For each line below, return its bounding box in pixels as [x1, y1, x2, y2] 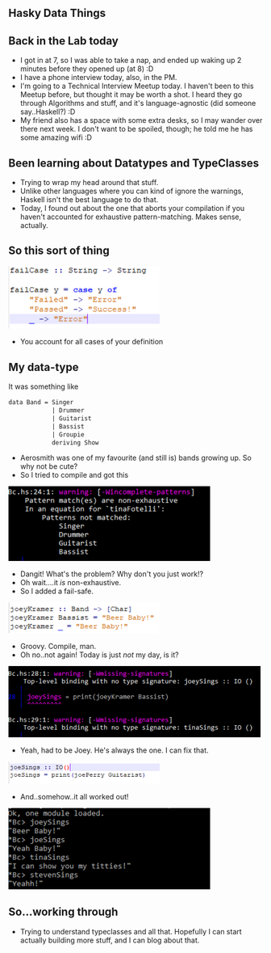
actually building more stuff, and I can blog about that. [19, 935, 200, 945]
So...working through [8, 905, 119, 919]
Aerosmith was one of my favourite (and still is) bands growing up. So [19, 453, 252, 463]
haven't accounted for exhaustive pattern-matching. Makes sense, [19, 212, 242, 221]
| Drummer [51, 407, 85, 415]
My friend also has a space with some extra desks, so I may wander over [19, 116, 263, 125]
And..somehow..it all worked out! [19, 791, 129, 801]
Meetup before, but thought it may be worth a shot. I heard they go [19, 90, 243, 99]
